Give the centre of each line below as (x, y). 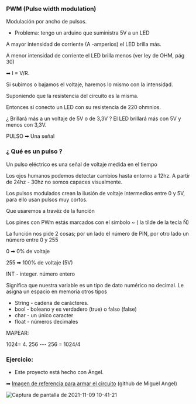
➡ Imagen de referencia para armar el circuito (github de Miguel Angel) (92, 383)
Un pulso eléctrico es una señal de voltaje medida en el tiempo (82, 164)
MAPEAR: (18, 332)
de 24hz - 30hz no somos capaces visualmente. (64, 182)
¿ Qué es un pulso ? (34, 151)
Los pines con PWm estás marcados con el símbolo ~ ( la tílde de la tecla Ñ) (97, 222)
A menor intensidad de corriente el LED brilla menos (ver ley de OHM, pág (95, 56)
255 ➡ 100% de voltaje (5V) (39, 262)
